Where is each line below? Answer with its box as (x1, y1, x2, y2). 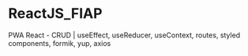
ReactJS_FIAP (8, 5, 103, 23)
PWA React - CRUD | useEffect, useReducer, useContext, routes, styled (8, 30, 241, 40)
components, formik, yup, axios (8, 38, 111, 47)
